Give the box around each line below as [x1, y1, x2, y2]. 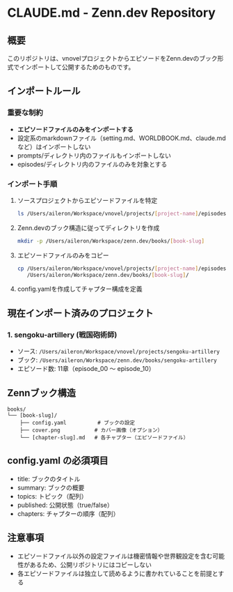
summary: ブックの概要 [17, 483, 85, 492]
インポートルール [7, 85, 81, 97]
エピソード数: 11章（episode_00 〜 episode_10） [17, 365, 155, 373]
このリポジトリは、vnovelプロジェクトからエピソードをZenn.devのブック [7, 54, 218, 62]
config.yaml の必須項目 [7, 455, 109, 466]
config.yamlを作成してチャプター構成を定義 [17, 284, 143, 294]
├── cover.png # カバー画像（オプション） [19, 427, 163, 434]
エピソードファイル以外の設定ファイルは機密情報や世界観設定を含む [17, 552, 213, 560]
